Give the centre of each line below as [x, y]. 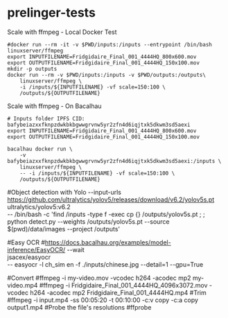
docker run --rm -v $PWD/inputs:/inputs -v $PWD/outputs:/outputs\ [107, 75]
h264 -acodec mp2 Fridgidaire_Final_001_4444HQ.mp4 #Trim [118, 292]
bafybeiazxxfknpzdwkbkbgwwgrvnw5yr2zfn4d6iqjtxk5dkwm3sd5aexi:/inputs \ [114, 161]
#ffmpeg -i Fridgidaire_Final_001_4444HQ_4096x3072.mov [123, 285]
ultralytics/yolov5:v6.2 [39, 206]
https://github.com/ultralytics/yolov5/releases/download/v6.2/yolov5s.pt [111, 200]
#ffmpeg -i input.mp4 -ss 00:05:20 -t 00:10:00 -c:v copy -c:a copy [103, 300]
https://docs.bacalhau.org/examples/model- [108, 242]
